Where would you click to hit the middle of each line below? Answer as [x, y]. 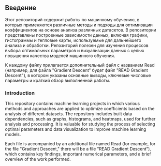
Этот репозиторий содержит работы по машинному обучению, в [72, 19]
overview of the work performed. [38, 159]
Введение [21, 8]
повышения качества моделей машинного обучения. [60, 56]
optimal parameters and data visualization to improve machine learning [76, 129]
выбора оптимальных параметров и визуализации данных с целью [75, 50]
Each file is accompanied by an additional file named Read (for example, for [80, 144]
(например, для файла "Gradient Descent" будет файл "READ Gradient [77, 70]
